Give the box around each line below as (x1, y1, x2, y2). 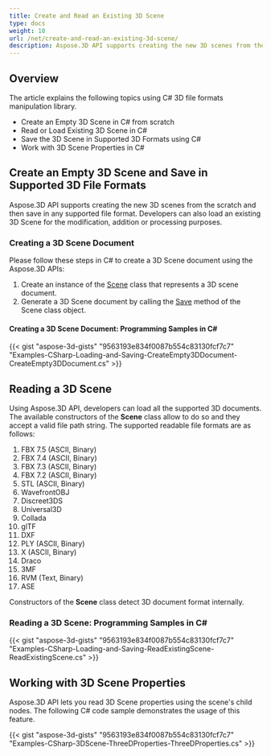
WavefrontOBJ (20, 488, 70, 498)
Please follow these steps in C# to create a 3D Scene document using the (9, 255, 253, 266)
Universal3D (20, 505, 63, 514)
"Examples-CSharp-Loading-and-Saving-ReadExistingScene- (9, 644, 215, 654)
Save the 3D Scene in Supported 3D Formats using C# (20, 134, 202, 143)
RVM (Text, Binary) (20, 573, 84, 583)
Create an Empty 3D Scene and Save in (9, 166, 208, 180)
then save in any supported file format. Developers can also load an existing (9, 209, 261, 218)
